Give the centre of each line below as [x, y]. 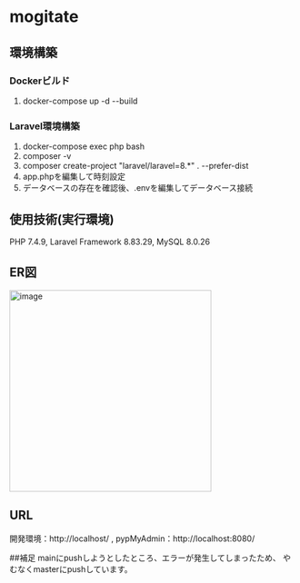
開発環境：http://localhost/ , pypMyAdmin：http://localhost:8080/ [132, 539]
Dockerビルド [40, 81]
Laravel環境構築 [45, 126]
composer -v [47, 156]
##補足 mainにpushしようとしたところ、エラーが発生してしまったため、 [145, 558]
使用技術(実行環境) [62, 219]
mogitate [44, 17]
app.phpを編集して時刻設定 [74, 177]
